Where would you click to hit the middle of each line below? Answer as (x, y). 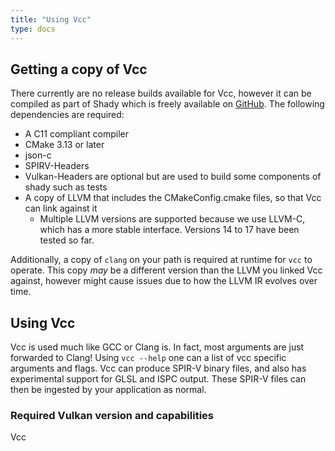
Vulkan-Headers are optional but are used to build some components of (173, 177)
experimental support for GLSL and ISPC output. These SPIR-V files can (158, 379)
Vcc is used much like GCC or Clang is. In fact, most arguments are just (157, 347)
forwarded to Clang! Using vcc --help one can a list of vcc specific (148, 358)
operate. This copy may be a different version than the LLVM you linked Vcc (166, 270)
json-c (38, 155)
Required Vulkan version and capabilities (112, 416)
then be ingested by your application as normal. (108, 390)
